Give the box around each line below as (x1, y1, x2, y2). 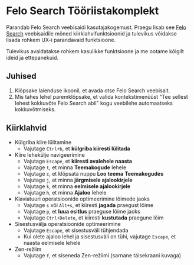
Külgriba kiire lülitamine (14, 138, 72, 146)
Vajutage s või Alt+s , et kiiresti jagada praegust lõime (23, 201, 154, 208)
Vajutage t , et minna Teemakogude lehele (23, 164, 127, 171)
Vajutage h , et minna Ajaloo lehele (23, 189, 107, 196)
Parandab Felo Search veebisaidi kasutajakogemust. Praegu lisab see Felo (6, 24, 187, 31)
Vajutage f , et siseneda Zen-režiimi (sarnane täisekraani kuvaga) (23, 251, 182, 258)
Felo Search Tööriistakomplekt (6, 4, 159, 18)
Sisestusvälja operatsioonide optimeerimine (14, 220, 121, 227)
